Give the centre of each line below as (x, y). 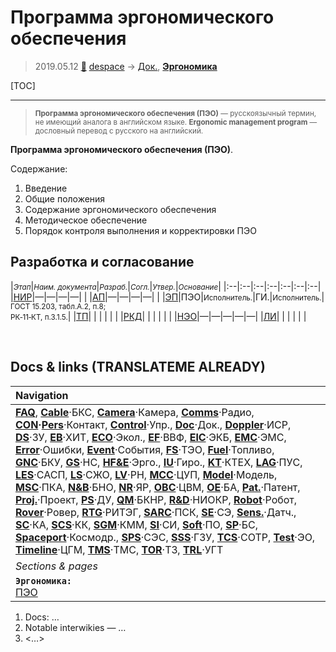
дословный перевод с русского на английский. (119, 131)
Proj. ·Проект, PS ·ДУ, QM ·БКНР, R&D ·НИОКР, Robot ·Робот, (156, 499)
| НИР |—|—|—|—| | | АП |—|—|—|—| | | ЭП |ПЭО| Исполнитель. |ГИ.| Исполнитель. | (167, 297)
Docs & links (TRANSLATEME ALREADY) (138, 367)
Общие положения (65, 198)
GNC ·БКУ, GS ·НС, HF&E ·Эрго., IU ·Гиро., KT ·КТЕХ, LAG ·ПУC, (159, 462)
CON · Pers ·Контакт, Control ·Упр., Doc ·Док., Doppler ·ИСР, (153, 424)
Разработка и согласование (102, 262)
